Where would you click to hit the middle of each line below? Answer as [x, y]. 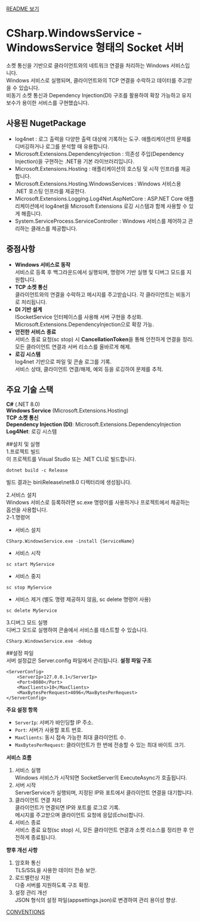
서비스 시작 [28, 553]
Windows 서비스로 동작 [42, 264]
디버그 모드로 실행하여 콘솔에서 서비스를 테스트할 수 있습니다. [77, 630]
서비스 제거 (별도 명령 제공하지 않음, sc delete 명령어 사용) [83, 599]
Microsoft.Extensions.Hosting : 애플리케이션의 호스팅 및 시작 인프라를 [97, 168]
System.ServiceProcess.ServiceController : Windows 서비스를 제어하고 [101, 221]
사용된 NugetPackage [46, 123]
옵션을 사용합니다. [27, 510]
